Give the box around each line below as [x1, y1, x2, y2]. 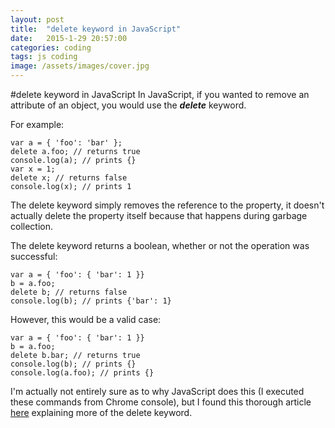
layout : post [10, 14, 65, 25]
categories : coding [10, 42, 92, 53]
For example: [10, 119, 65, 130]
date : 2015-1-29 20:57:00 [10, 33, 128, 43]
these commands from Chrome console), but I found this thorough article [10, 396, 312, 408]
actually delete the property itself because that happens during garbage [10, 210, 308, 221]
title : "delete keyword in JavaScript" [10, 24, 182, 34]
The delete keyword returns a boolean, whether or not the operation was [10, 240, 310, 251]
